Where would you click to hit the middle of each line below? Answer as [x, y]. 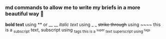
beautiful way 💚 [24, 13]
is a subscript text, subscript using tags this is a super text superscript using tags [78, 30]
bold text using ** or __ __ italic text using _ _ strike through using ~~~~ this [83, 24]
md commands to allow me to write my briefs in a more [73, 7]
